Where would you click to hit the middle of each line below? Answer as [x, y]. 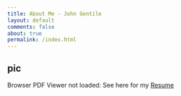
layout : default [31, 20]
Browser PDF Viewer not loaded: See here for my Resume [90, 85]
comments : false [31, 27]
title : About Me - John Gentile [54, 14]
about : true [25, 33]
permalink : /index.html [42, 40]
